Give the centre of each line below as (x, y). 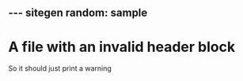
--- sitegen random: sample (78, 13)
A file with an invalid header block (122, 47)
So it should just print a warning (60, 68)
